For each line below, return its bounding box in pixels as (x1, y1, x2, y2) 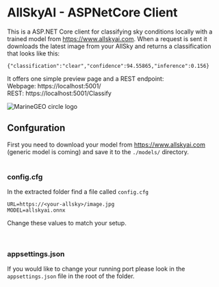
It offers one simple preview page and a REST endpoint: (7, 74, 164, 83)
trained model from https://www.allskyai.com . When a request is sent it (7, 34, 207, 42)
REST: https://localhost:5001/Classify (7, 89, 112, 97)
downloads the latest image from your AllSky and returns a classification (7, 42, 211, 50)
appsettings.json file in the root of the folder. (7, 272, 135, 280)
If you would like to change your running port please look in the (7, 265, 185, 273)
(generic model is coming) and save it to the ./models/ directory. (7, 147, 190, 155)
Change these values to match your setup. (7, 219, 127, 227)
